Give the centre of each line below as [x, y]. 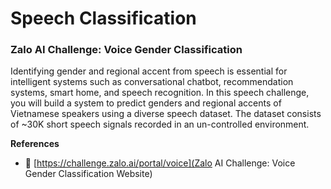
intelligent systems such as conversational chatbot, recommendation [152, 82]
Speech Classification [103, 18]
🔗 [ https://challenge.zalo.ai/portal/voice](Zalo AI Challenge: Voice [160, 163]
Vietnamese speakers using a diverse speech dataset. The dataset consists [166, 114]
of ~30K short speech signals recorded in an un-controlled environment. [160, 124]
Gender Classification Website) [88, 174]
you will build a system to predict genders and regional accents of [146, 103]
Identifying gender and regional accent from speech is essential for [149, 71]
